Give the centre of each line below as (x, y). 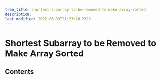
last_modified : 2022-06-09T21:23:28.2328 (48, 19)
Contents (20, 71)
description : (18, 14)
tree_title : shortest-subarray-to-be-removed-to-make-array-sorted (76, 10)
